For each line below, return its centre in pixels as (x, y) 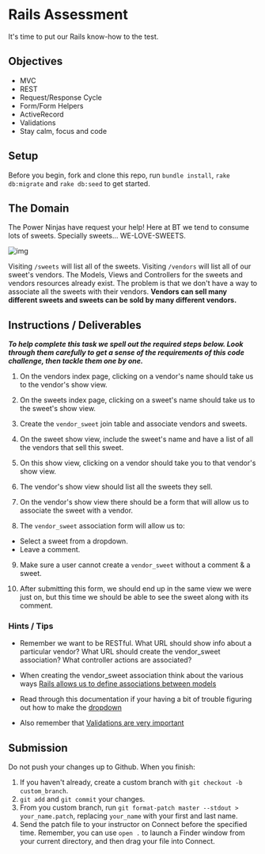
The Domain (39, 208)
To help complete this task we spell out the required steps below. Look (126, 344)
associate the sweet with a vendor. (76, 511)
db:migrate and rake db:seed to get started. (79, 183)
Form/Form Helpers (51, 105)
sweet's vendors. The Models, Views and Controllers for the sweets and (126, 275)
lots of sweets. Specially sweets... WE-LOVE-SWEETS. (97, 236)
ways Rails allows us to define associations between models (118, 684)
